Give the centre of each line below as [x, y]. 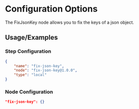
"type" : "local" [30, 75]
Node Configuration [29, 92]
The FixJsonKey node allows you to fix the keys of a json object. [69, 22]
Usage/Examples [31, 38]
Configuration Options [51, 9]
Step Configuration [28, 51]
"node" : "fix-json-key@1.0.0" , [46, 70]
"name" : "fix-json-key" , [39, 66]
